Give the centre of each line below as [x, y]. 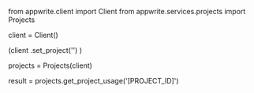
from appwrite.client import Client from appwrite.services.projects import [127, 11]
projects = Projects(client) [50, 65]
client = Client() [34, 35]
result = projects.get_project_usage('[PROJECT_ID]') [93, 81]
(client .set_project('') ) [45, 50]
